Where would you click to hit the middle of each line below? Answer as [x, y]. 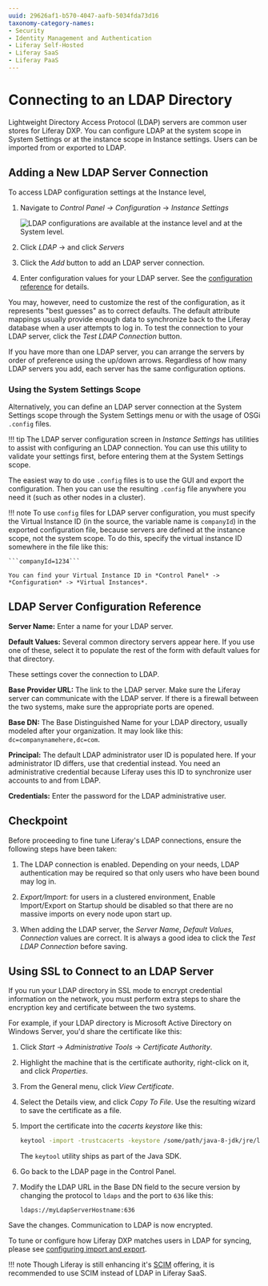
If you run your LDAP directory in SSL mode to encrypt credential [115, 991]
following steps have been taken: [63, 848]
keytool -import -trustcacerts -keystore [90, 1141]
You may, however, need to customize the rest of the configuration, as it [127, 302]
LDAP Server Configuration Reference [105, 607]
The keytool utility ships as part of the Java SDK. [100, 1156]
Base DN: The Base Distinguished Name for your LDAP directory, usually [128, 722]
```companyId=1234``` [44, 561]
